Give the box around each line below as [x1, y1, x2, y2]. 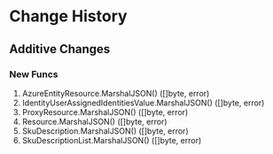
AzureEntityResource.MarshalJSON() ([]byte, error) [21, 88, 210, 98]
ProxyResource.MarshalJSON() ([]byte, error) [21, 106, 189, 117]
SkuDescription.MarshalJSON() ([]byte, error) [21, 126, 189, 136]
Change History [9, 6, 128, 27]
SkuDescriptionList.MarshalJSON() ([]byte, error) [21, 135, 202, 145]
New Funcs [9, 68, 58, 81]
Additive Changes [9, 42, 111, 57]
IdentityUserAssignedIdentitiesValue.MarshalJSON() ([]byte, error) [21, 97, 265, 108]
